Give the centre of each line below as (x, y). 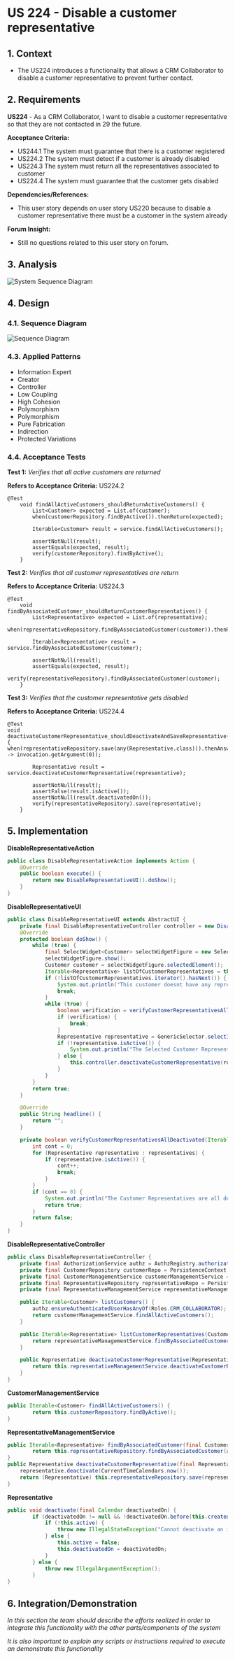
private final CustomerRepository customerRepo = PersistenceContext (123, 1270)
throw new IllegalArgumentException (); (102, 1568)
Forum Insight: (29, 229)
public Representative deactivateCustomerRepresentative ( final (101, 1464)
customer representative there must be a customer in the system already (122, 215)
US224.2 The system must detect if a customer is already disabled (113, 158)
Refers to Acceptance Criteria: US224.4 (66, 711)
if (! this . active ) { (74, 1523)
